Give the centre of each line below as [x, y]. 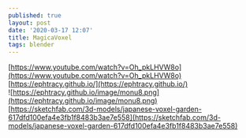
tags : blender [32, 45]
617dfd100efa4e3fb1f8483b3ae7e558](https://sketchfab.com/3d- [114, 117]
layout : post [30, 23]
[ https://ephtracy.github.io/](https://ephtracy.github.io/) [98, 84]
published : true [35, 15]
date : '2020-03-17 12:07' [50, 30]
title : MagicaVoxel [40, 37]
